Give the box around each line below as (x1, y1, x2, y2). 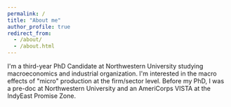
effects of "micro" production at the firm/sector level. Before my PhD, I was (7, 77, 225, 85)
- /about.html (13, 43, 55, 50)
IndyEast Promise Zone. (7, 92, 76, 100)
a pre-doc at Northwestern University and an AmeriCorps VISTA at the (7, 85, 211, 92)
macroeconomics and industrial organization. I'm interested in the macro (7, 69, 217, 78)
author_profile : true (7, 23, 71, 30)
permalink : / (7, 10, 46, 17)
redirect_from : (7, 29, 52, 37)
